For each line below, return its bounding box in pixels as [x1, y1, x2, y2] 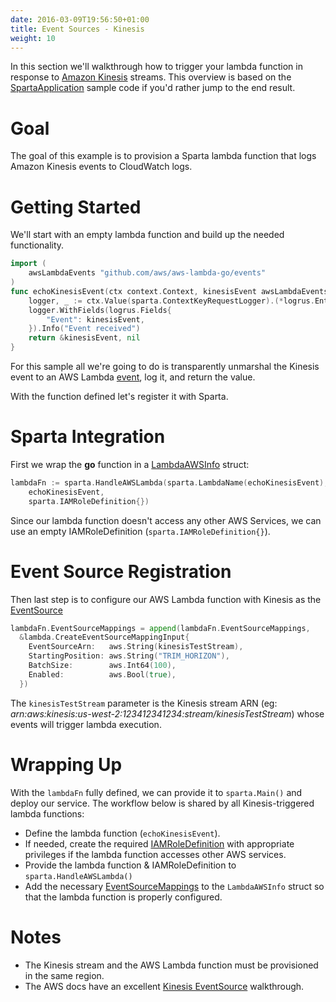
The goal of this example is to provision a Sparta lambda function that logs [10, 150, 317, 162]
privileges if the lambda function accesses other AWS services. [24, 848, 287, 860]
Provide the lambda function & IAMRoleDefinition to [24, 859, 237, 871]
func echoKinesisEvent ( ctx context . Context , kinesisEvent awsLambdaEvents [10, 286, 329, 296]
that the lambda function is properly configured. [24, 891, 223, 903]
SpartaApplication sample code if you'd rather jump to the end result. [10, 82, 296, 94]
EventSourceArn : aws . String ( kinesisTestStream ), [28, 642, 244, 652]
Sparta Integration [10, 426, 166, 448]
